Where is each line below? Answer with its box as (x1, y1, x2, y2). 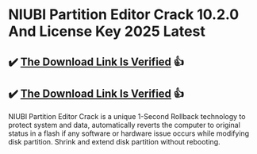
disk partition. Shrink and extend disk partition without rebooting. (8, 137, 221, 147)
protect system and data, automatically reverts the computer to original (8, 121, 240, 130)
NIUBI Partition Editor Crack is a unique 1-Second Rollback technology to (8, 112, 246, 121)
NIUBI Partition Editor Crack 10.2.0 (8, 6, 240, 24)
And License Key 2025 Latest (8, 22, 206, 40)
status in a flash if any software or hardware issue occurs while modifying (8, 129, 250, 138)
